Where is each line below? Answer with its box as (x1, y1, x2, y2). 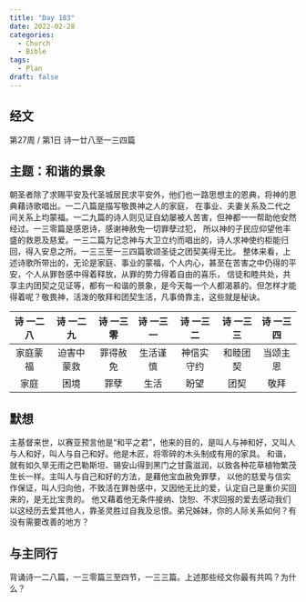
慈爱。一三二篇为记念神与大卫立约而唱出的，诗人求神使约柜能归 (48, 235, 289, 246)
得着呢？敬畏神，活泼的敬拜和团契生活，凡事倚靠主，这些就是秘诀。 (9, 292, 265, 303)
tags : (9, 55, 30, 65)
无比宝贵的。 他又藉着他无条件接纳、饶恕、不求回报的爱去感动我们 (40, 494, 291, 505)
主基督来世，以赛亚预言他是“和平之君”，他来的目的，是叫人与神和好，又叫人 (9, 437, 296, 448)
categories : (9, 30, 55, 39)
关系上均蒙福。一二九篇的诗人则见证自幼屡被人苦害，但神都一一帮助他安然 (16, 212, 297, 223)
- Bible (17, 47, 47, 56)
